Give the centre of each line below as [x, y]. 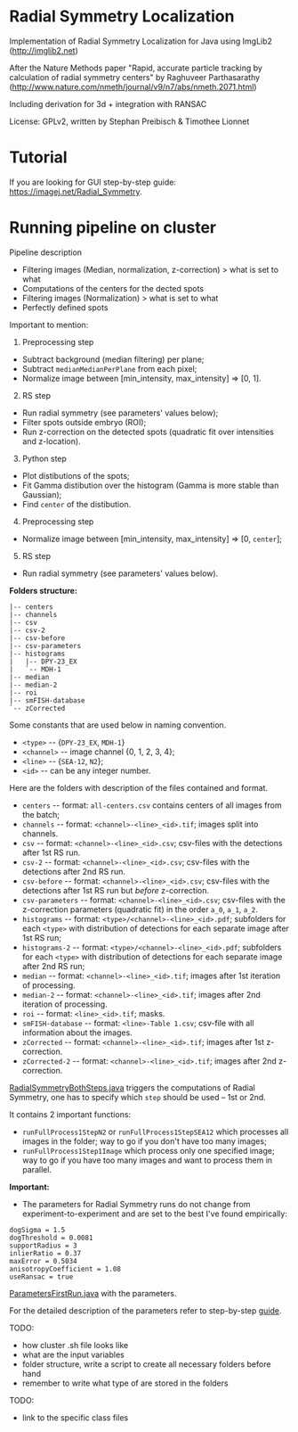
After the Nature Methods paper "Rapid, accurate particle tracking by [136, 68]
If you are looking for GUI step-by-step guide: [93, 182]
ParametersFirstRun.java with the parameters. [93, 1293]
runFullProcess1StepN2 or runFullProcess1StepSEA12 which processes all [155, 1132]
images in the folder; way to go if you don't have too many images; [144, 1141]
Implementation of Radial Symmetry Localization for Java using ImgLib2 [141, 41]
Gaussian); [42, 494]
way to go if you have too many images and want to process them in [147, 1160]
